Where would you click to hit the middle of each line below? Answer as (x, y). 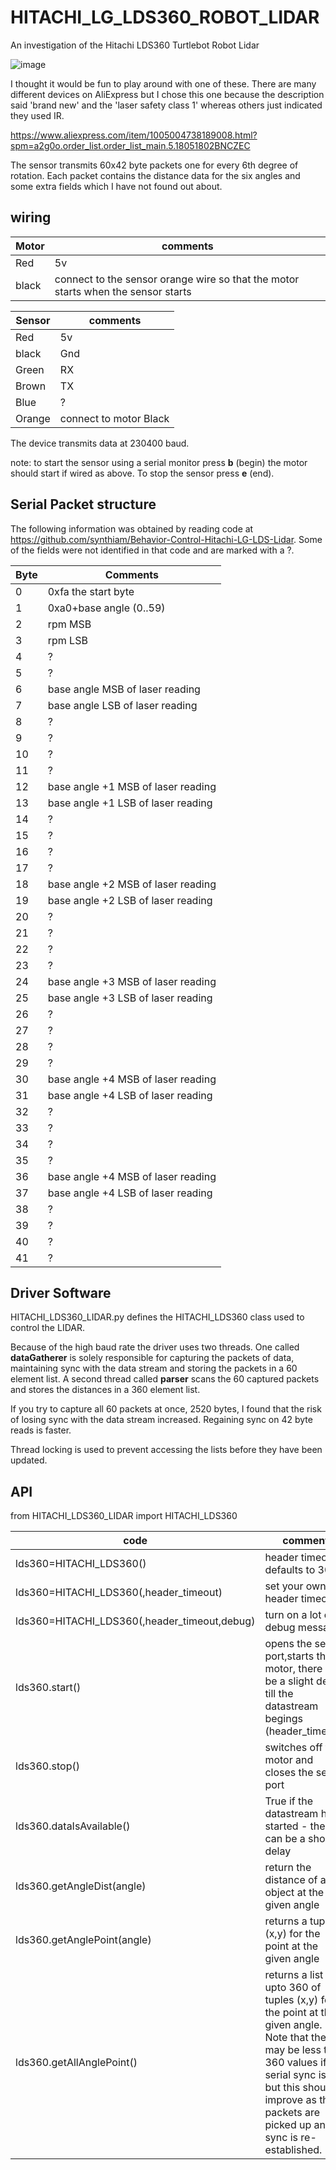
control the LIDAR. (47, 1328)
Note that (286, 2038)
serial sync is (295, 2075)
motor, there (293, 1669)
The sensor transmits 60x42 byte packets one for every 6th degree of (154, 165)
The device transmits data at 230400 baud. (100, 443)
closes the (289, 1773)
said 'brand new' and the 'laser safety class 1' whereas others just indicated (166, 105)
